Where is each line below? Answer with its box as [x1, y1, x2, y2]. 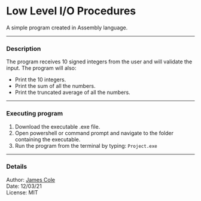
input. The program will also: [6, 65, 77, 72]
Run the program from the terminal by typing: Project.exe [14, 142, 157, 149]
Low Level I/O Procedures [6, 4, 136, 18]
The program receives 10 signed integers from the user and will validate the [6, 58, 193, 65]
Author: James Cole [6, 176, 56, 183]
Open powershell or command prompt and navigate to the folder [14, 129, 173, 136]
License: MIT [6, 188, 38, 196]
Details [6, 163, 28, 171]
